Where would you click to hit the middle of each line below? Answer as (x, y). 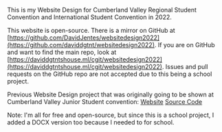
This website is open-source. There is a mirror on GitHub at (91, 30)
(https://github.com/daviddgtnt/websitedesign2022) (81, 45)
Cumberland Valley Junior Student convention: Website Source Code (105, 102)
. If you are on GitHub (185, 45)
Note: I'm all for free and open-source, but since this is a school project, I (111, 115)
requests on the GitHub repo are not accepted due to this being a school (110, 74)
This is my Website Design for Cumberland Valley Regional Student (102, 10)
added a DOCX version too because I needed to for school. (91, 122)
